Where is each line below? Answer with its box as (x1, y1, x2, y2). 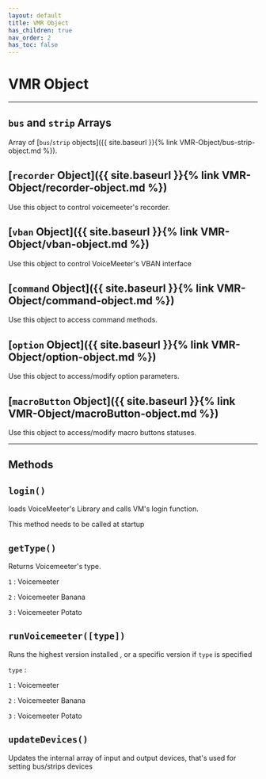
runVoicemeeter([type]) (8, 631, 126, 642)
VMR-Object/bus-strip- (179, 137, 256, 147)
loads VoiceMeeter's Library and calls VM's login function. (8, 504, 199, 514)
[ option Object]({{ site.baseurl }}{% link (8, 338, 209, 351)
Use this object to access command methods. (8, 315, 158, 325)
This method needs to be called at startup (8, 520, 145, 529)
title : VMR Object (8, 19, 69, 27)
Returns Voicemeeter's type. (8, 561, 101, 571)
